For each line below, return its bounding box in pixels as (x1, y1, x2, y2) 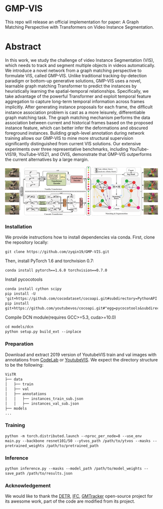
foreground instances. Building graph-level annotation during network (5, 130, 145, 136)
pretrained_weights (5, 443, 45, 448)
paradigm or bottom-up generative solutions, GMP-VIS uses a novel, (5, 78, 142, 84)
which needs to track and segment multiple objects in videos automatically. (5, 62, 155, 68)
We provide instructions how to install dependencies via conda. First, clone (5, 234, 155, 240)
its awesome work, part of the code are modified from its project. (5, 498, 135, 504)
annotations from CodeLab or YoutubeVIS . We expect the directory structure (5, 356, 158, 362)
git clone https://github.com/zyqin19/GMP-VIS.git (5, 250, 110, 254)
